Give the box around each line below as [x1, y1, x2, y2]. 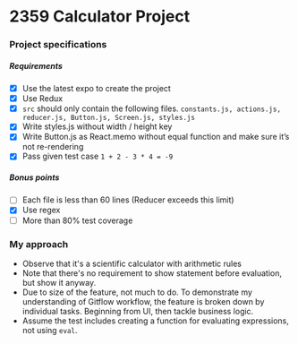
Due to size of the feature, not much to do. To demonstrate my [21, 287, 253, 297]
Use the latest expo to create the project [21, 83, 172, 94]
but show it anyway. [21, 277, 97, 288]
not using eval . [21, 324, 78, 335]
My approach [9, 237, 69, 250]
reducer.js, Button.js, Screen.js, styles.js [21, 114, 195, 123]
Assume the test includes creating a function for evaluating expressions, [21, 315, 289, 326]
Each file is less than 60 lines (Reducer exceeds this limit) [21, 194, 234, 205]
